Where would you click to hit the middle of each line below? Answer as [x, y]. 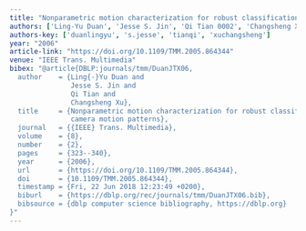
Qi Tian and [93, 94]
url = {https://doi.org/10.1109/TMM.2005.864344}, [128, 170]
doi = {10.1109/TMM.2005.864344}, [95, 178]
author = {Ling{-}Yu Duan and [81, 77]
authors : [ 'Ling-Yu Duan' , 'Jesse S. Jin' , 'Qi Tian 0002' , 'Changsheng [150, 26]
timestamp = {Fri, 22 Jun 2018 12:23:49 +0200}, [112, 187]
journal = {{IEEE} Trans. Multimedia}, [97, 128]
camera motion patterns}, [120, 119]
